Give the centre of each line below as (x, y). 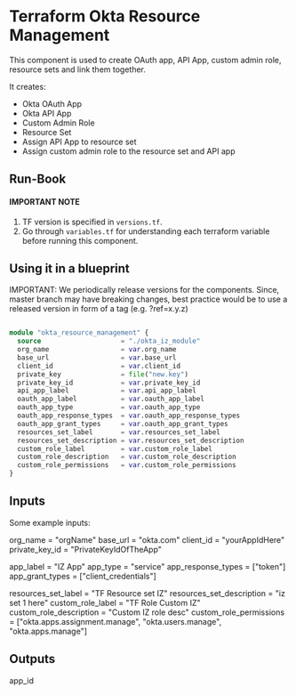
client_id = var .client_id (99, 366)
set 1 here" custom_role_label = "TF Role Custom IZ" (105, 602)
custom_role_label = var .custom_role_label (115, 449)
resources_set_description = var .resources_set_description (131, 440)
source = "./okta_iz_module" (109, 341)
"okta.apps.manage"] (48, 631)
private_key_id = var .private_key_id (109, 383)
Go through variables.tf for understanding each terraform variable (146, 231)
